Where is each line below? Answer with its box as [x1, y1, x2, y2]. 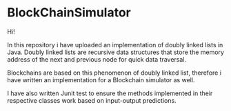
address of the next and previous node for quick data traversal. [7, 55, 187, 63]
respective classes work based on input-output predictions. [7, 96, 177, 104]
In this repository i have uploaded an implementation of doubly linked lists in [7, 40, 223, 49]
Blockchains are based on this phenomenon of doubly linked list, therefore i [7, 69, 222, 77]
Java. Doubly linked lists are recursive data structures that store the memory [7, 48, 224, 56]
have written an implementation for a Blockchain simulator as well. [7, 75, 195, 84]
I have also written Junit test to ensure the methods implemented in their [7, 89, 213, 97]
